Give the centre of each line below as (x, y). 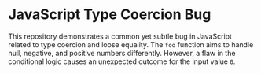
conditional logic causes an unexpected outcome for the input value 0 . (122, 61)
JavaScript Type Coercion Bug (110, 15)
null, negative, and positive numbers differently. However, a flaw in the (122, 53)
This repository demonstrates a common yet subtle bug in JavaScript (120, 36)
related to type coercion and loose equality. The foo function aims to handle (131, 44)
